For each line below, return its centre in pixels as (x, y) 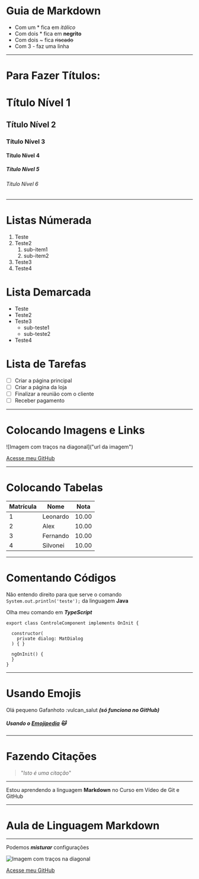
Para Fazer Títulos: (53, 76)
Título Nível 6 (22, 184)
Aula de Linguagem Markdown (83, 825)
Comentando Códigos (61, 578)
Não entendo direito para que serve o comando (64, 594)
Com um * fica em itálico (45, 27)
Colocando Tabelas (55, 487)
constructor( (28, 633)
